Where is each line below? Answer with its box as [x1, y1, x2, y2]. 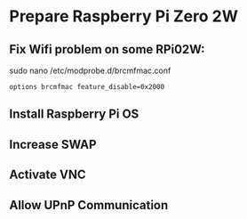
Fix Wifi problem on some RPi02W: [9, 42, 206, 57]
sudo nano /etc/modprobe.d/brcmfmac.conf [9, 65, 171, 76]
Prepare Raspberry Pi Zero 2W [9, 6, 238, 27]
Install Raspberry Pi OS [9, 107, 139, 122]
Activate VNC [9, 167, 86, 182]
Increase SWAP [9, 136, 97, 152]
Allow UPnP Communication [9, 198, 169, 213]
